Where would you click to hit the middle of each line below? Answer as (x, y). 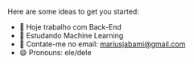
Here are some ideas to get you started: (74, 12)
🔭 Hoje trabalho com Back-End (70, 27)
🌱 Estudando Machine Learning (71, 36)
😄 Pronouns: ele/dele (55, 52)
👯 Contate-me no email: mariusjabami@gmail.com (102, 44)
